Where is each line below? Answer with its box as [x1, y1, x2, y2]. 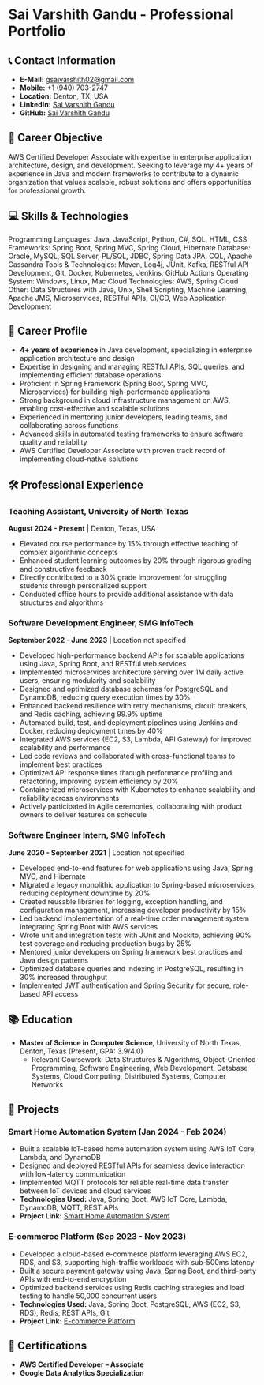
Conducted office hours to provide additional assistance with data [19, 590, 234, 599]
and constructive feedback [19, 565, 108, 574]
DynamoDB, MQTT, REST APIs [19, 1203, 119, 1213]
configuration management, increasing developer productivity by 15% [19, 905, 247, 914]
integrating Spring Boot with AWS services [19, 921, 158, 931]
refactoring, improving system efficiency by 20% [19, 776, 179, 786]
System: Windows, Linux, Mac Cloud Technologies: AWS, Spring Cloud [8, 276, 239, 286]
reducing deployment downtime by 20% [19, 888, 151, 898]
